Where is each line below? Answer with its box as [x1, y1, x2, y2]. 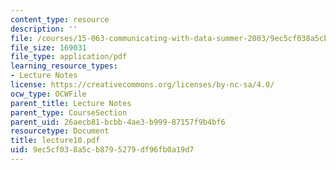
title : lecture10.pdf [10, 136, 101, 146]
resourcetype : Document [10, 126, 110, 136]
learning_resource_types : [10, 61, 118, 71]
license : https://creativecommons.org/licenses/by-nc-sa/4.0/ [10, 80, 275, 90]
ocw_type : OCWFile [10, 89, 87, 99]
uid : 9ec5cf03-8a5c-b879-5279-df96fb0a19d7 [10, 145, 195, 155]
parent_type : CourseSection [10, 107, 128, 118]
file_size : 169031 [10, 42, 87, 53]
